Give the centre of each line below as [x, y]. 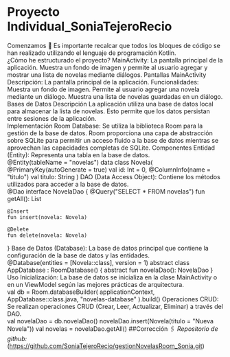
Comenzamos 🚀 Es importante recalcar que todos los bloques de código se [114, 45]
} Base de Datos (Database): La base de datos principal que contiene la [108, 248]
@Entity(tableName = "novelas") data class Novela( [80, 162]
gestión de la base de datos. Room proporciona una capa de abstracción [110, 133]
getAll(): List [24, 198]
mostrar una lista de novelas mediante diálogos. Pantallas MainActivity [107, 74]
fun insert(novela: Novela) [47, 217]
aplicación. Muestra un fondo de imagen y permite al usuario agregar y [107, 67]
